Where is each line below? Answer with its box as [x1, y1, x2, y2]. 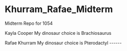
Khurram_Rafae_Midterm [5, 4, 113, 15]
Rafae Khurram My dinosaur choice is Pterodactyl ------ [5, 39, 122, 46]
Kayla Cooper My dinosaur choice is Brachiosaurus [5, 30, 112, 36]
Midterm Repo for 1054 [5, 20, 53, 26]
